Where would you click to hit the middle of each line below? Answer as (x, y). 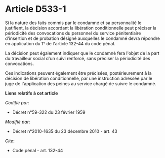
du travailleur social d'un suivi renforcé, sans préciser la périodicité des (78, 58)
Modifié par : (18, 122)
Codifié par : (17, 102)
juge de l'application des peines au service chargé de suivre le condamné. (81, 83)
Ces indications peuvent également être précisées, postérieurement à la (79, 73)
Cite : (10, 141)
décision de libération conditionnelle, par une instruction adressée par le (79, 78)
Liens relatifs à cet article (32, 93)
